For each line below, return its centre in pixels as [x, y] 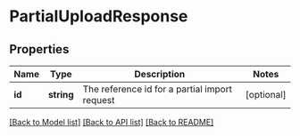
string [61, 95]
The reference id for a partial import [157, 89]
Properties [39, 49]
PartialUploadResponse [99, 16]
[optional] [266, 95]
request [99, 100]
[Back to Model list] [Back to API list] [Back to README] [112, 122]
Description [160, 74]
